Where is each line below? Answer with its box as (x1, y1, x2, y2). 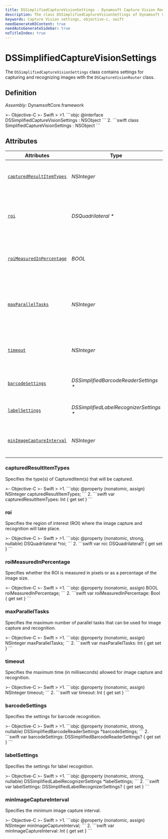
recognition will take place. (5, 525, 60, 532)
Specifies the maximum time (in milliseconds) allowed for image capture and (5, 669, 162, 675)
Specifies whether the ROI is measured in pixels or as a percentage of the (5, 570, 157, 576)
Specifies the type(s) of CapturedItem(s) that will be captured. (5, 476, 133, 482)
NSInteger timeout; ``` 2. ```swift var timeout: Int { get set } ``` (5, 689, 129, 695)
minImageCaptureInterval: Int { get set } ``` (5, 827, 92, 833)
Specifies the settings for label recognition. (5, 763, 94, 769)
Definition (5, 89, 36, 97)
